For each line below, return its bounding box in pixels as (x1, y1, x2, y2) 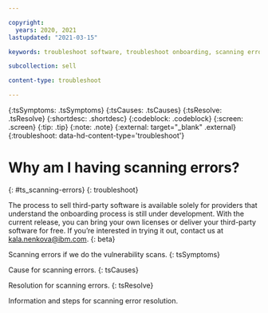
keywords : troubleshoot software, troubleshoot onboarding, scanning (8, 48, 245, 56)
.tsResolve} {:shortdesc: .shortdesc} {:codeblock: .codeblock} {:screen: (8, 114, 243, 123)
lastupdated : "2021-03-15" (8, 33, 98, 41)
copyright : (8, 18, 45, 26)
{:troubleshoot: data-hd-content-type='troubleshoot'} (8, 131, 185, 140)
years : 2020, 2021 (15, 25, 77, 34)
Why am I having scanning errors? (8, 158, 240, 177)
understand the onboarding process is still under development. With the (8, 209, 245, 218)
